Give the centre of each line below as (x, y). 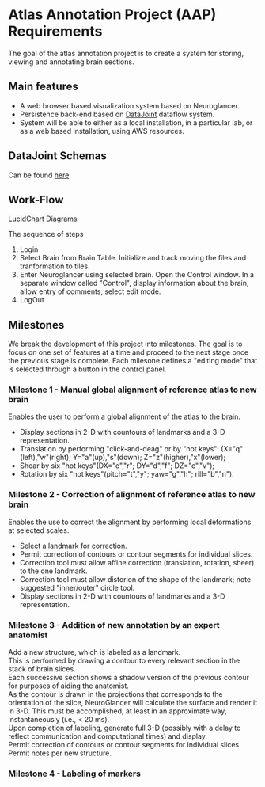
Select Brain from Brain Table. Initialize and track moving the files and (133, 258)
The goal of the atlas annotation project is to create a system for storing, (126, 53)
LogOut (32, 300)
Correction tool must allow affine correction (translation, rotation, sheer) (137, 562)
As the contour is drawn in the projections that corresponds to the (115, 694)
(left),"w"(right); (45, 458)
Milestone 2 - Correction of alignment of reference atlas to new (132, 495)
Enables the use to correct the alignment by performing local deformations (130, 522)
